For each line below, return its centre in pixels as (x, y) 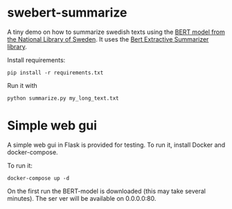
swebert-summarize (67, 13)
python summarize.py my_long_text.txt (63, 98)
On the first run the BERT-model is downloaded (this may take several (107, 191)
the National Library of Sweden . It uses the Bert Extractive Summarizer (108, 39)
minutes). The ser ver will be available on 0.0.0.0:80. (82, 198)
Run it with (23, 85)
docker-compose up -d (38, 178)
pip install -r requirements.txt (55, 73)
